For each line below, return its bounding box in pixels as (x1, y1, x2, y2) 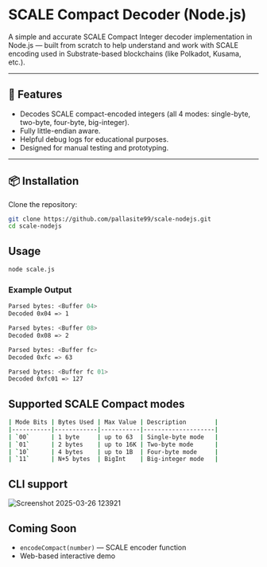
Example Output (8, 284, 72, 295)
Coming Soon (8, 522, 77, 535)
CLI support (8, 477, 68, 491)
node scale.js (8, 265, 56, 274)
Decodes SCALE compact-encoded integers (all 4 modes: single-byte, (19, 109, 251, 119)
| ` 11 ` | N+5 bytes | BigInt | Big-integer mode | (8, 456, 219, 463)
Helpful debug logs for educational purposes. (19, 134, 169, 144)
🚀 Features (8, 88, 63, 101)
